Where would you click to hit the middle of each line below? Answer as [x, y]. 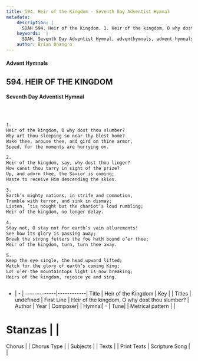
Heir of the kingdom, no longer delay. [55, 212]
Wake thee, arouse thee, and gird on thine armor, [70, 141]
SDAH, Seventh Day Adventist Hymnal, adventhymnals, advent [97, 39]
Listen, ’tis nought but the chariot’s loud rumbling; [75, 206]
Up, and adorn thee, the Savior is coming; [60, 174]
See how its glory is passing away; [51, 234]
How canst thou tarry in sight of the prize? [63, 169]
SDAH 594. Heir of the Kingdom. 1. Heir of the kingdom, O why [101, 28]
